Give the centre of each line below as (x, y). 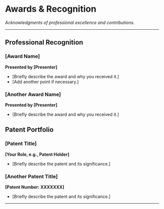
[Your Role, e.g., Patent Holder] (37, 154)
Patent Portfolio (29, 130)
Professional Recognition (44, 42)
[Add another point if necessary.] (45, 82)
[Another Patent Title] (31, 176)
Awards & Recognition (51, 9)
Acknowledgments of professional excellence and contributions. (70, 22)
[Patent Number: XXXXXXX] (35, 187)
